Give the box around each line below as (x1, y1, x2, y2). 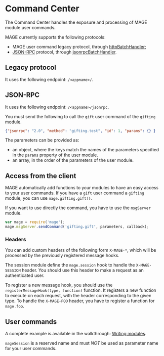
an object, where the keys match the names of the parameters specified (12, 147, 159, 153)
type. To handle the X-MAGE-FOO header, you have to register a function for (5, 298, 155, 304)
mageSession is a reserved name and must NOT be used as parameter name (5, 340, 159, 346)
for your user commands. (5, 346, 57, 352)
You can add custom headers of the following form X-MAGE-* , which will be (5, 247, 157, 253)
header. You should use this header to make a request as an (22, 267, 144, 273)
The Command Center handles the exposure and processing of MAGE (5, 19, 147, 25)
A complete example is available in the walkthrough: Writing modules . (5, 331, 147, 337)
